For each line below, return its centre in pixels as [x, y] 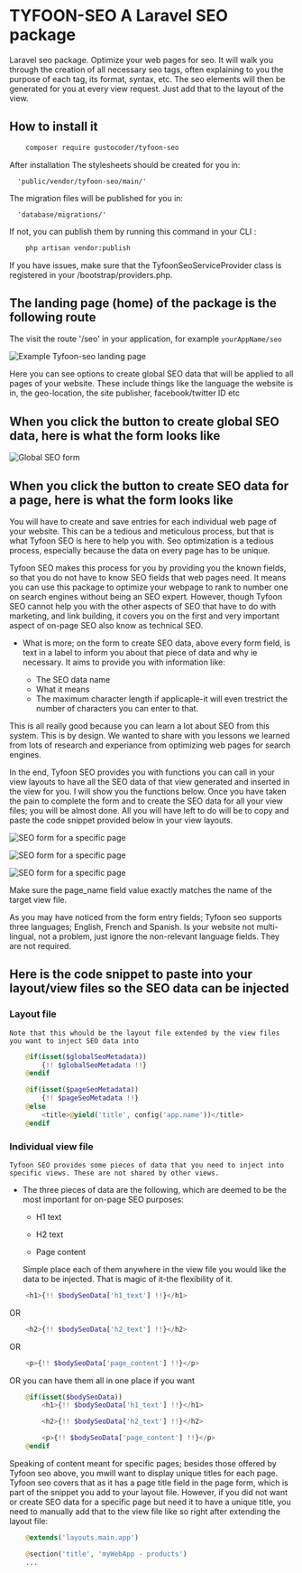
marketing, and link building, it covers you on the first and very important [144, 616]
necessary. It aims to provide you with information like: [124, 662]
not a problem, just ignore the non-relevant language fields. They [159, 936]
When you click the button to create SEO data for [149, 485]
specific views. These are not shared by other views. [114, 1173]
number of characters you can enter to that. [117, 708]
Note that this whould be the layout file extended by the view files [145, 1033]
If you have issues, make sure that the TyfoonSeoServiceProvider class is [146, 265]
